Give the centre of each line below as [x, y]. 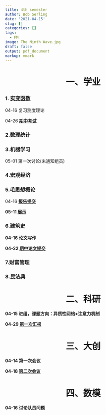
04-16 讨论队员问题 [25, 408]
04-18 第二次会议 [23, 371]
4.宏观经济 [18, 175]
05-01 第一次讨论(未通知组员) [35, 161]
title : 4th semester [26, 10]
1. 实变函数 [18, 99]
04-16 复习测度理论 [25, 110]
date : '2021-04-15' [25, 19]
